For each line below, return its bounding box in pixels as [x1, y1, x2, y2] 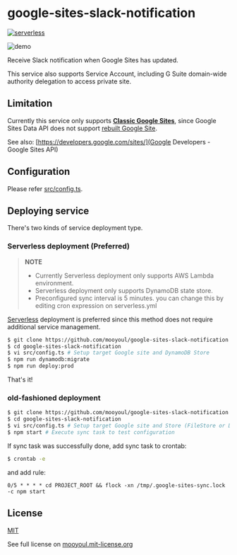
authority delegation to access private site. [7, 76, 132, 86]
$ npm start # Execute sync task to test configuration [7, 428, 175, 436]
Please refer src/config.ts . [7, 184, 83, 193]
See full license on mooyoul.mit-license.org [7, 539, 133, 548]
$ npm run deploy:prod [7, 362, 74, 370]
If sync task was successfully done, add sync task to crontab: [7, 441, 187, 450]
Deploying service [7, 205, 90, 217]
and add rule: [7, 468, 46, 476]
